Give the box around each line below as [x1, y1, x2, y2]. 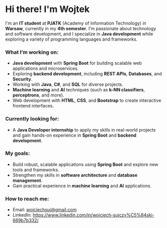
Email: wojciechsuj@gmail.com [12, 207, 77, 213]
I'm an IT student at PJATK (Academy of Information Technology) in [5, 20, 147, 26]
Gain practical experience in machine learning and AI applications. [12, 182, 152, 189]
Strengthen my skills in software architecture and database [12, 172, 138, 178]
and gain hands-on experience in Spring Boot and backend [12, 132, 137, 138]
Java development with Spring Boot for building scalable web [12, 60, 142, 66]
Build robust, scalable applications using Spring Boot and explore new [12, 161, 158, 167]
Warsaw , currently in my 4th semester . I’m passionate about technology [5, 25, 156, 31]
